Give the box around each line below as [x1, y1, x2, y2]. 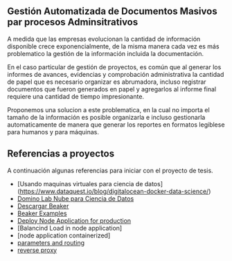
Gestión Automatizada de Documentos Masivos [7, 6, 217, 17]
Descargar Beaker [17, 201, 69, 210]
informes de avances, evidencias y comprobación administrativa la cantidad [7, 70, 224, 78]
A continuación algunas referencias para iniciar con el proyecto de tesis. [7, 166, 213, 174]
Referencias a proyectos [7, 148, 115, 160]
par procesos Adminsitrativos [7, 17, 139, 28]
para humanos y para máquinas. [7, 127, 99, 136]
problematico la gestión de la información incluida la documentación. [7, 49, 204, 57]
